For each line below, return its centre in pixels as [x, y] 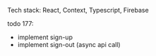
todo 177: [20, 23]
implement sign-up [45, 37]
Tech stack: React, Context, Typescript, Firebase [78, 10]
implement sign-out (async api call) [69, 44]
